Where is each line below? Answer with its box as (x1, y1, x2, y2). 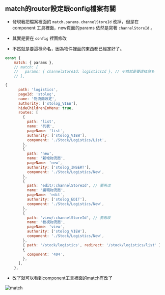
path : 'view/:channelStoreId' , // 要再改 (27, 215, 111, 220)
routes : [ (18, 110, 38, 115)
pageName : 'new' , (27, 160, 63, 166)
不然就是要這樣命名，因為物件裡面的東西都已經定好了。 (12, 46, 124, 52)
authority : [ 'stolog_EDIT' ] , (27, 197, 87, 202)
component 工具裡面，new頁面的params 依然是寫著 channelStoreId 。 (12, 25, 155, 30)
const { (5, 56, 21, 60)
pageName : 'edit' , (27, 192, 65, 198)
